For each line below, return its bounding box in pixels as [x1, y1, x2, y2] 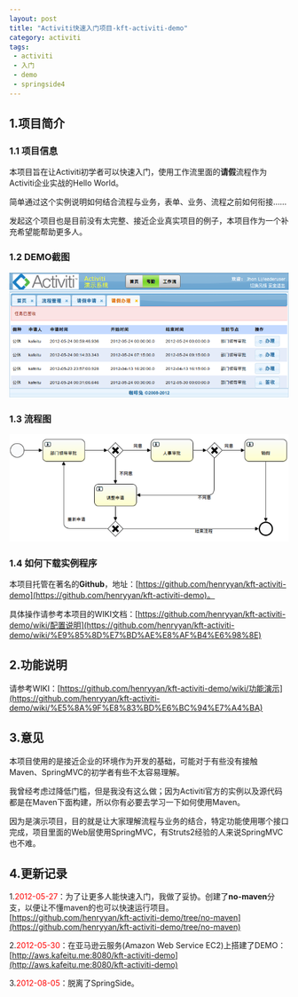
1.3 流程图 [9, 413, 51, 425]
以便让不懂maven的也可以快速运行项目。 [24, 902, 174, 914]
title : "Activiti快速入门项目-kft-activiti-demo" [9, 23, 188, 33]
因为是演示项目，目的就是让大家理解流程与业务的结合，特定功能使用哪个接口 [9, 815, 289, 826]
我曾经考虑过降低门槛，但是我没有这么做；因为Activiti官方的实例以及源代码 [9, 786, 283, 796]
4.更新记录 [9, 866, 68, 881]
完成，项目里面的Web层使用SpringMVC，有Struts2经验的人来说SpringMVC [9, 827, 284, 837]
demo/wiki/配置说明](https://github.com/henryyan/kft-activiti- [9, 620, 235, 630]
